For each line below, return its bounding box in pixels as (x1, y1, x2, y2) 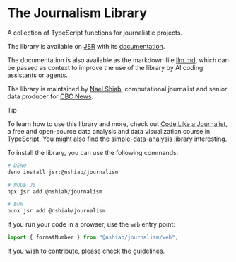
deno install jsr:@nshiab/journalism (7, 169, 119, 176)
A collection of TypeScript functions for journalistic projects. (7, 28, 182, 37)
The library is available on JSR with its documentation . (7, 42, 165, 50)
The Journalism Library (7, 5, 147, 21)
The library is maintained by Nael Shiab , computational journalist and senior (7, 84, 228, 93)
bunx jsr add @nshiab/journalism (7, 207, 106, 215)
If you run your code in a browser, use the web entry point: (7, 220, 175, 229)
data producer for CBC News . (7, 92, 94, 101)
